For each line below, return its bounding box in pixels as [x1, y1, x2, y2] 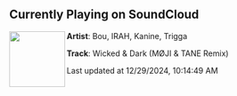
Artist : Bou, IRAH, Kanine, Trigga [66, 30, 188, 41]
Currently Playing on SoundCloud [9, 7, 200, 22]
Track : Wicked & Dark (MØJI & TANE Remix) [66, 48, 229, 59]
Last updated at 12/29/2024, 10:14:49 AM [66, 65, 218, 76]
